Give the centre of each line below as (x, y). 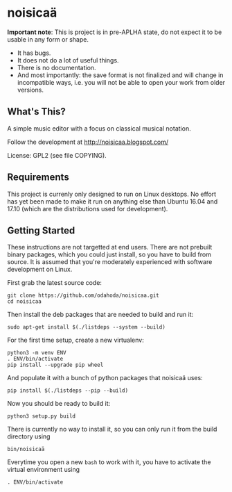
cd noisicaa (24, 302)
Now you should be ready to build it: (59, 404)
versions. (30, 90)
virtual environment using (44, 470)
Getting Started (41, 230)
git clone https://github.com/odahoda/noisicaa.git (83, 296)
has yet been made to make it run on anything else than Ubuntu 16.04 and (113, 201)
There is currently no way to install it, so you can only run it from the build (112, 429)
